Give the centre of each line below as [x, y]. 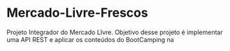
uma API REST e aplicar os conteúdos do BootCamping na [90, 39]
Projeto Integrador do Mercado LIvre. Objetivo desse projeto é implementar [115, 32]
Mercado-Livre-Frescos [77, 13]
